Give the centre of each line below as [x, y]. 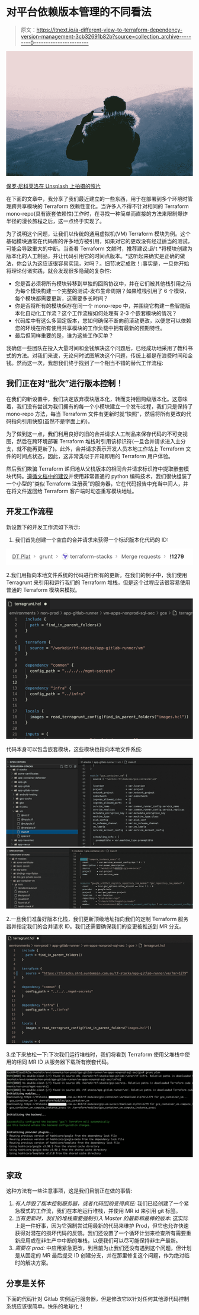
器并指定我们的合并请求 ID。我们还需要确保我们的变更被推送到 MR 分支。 [95, 926]
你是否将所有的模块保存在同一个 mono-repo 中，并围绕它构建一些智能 [100, 306]
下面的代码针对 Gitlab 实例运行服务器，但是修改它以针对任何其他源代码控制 [98, 1298]
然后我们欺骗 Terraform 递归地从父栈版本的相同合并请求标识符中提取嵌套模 [98, 469]
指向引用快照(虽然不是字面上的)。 [52, 421]
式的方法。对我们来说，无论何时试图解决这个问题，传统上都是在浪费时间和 [97, 356]
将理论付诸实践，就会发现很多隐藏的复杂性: [59, 271]
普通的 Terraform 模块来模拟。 [43, 590]
